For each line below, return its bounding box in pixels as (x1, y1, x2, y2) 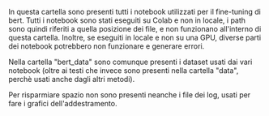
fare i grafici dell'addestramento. (8, 99, 117, 108)
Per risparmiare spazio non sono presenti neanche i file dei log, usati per (8, 90, 251, 100)
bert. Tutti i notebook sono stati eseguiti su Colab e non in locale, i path (8, 15, 246, 25)
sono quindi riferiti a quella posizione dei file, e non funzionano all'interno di (8, 24, 262, 33)
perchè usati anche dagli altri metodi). (8, 75, 135, 84)
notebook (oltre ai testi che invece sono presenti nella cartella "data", (8, 66, 239, 75)
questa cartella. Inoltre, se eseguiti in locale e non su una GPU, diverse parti (8, 32, 262, 42)
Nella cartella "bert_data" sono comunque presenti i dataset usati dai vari (8, 57, 253, 67)
